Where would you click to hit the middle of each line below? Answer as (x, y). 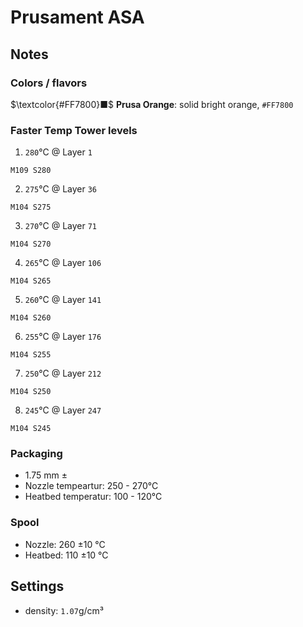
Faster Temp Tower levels (74, 130)
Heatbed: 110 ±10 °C (66, 555)
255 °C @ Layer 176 (63, 337)
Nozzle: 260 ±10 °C (65, 544)
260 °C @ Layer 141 (63, 300)
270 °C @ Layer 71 (60, 226)
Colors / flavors (49, 83)
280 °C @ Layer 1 (58, 152)
